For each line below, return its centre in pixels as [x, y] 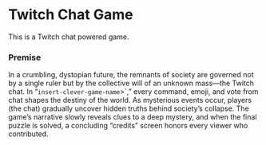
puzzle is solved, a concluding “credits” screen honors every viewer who [128, 126]
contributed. [29, 134]
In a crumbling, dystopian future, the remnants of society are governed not [131, 75]
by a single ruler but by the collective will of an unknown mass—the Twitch [131, 83]
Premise [25, 57]
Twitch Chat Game [71, 15]
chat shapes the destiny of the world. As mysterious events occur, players [130, 100]
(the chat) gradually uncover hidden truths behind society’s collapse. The [129, 108]
